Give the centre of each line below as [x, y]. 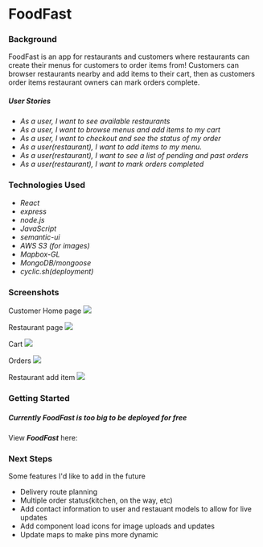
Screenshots [34, 292]
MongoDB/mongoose [55, 262]
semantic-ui [40, 237]
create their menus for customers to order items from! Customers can [124, 65]
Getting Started [39, 398]
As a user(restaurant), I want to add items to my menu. [111, 147]
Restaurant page [36, 328]
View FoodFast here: [43, 437]
